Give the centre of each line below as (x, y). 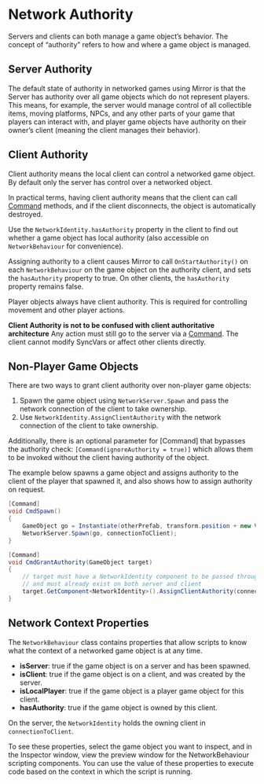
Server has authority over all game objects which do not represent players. (129, 97)
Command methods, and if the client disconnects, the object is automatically (132, 205)
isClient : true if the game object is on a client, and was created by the (132, 674)
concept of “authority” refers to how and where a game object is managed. (130, 44)
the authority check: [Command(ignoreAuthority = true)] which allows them (131, 449)
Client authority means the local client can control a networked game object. (132, 174)
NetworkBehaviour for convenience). (66, 246)
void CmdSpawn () (35, 512)
